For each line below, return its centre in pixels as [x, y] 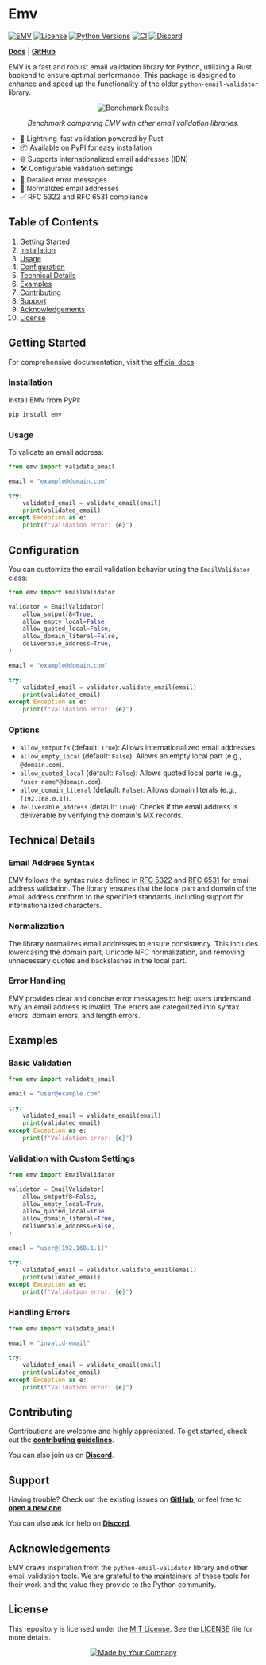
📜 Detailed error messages [63, 179]
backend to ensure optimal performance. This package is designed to [122, 75]
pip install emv [35, 414]
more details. [30, 1637]
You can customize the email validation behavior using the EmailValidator [129, 569]
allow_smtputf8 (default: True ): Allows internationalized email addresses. [138, 747]
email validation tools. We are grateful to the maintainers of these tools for [129, 1576]
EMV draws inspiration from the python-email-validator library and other [128, 1568]
